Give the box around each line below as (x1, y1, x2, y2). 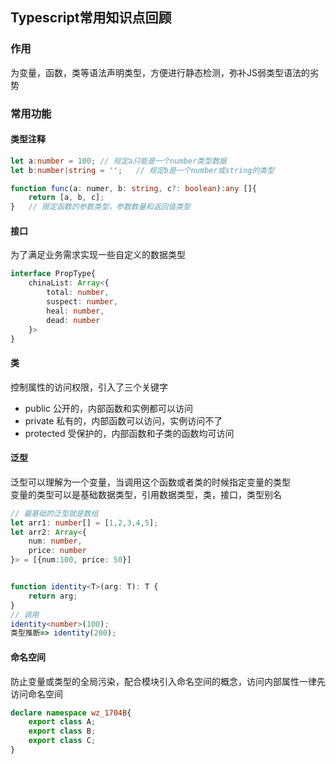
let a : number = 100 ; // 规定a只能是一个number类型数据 (10, 156, 227, 166)
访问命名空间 (10, 688, 63, 700)
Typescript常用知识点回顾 (10, 9, 172, 27)
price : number (28, 546, 87, 556)
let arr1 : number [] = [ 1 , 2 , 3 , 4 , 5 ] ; (10, 518, 159, 528)
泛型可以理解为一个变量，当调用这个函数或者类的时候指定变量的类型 (10, 476, 291, 488)
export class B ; (28, 726, 97, 737)
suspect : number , (46, 297, 118, 307)
